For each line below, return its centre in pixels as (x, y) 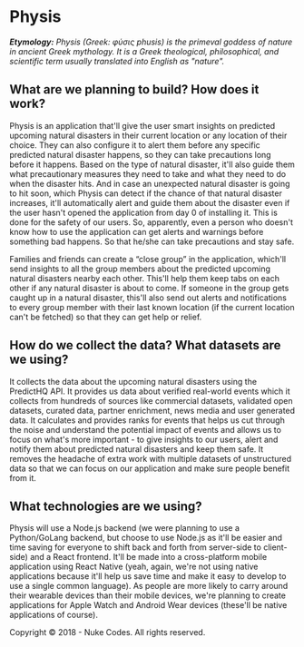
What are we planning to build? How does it (134, 89)
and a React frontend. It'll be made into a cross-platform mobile (149, 557)
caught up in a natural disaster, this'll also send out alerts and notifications (148, 298)
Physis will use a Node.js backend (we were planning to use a (125, 528)
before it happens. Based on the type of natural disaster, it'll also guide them (152, 164)
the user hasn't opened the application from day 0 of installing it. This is (144, 212)
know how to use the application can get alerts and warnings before (137, 231)
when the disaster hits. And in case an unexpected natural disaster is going (150, 183)
